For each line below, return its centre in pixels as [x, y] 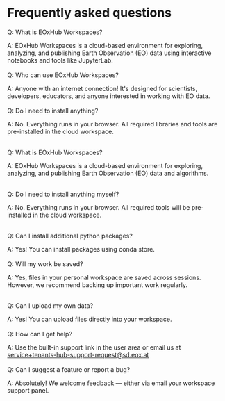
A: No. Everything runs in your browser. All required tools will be [99, 207]
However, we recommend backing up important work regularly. [98, 285]
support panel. [28, 390]
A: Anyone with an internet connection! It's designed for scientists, [102, 88]
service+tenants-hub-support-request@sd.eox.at [78, 354]
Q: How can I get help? [40, 334]
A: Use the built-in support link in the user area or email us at [94, 347]
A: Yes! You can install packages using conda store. [81, 249]
